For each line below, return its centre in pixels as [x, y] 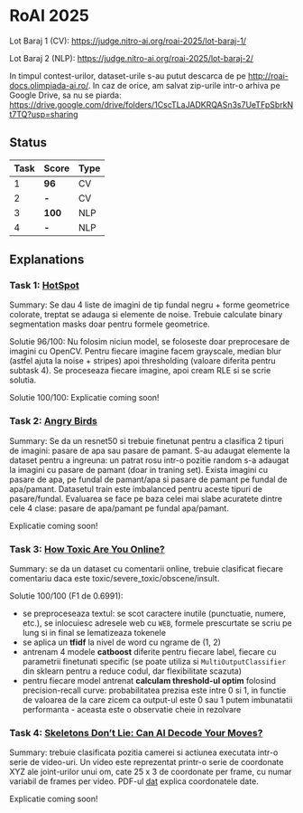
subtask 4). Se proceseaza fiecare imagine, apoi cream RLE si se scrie [140, 371]
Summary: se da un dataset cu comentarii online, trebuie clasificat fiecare [147, 569]
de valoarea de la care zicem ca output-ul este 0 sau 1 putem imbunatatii [157, 700]
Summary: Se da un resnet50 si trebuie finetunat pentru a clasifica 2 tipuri [147, 440]
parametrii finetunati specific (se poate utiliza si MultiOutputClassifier [154, 662]
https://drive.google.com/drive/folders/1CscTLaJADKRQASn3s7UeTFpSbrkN [151, 104]
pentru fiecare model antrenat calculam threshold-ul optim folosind [149, 681]
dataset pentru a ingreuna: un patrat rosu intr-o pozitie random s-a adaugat [149, 460]
